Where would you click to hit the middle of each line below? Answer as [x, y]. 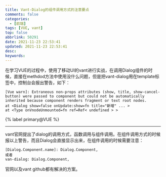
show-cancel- [147, 92]
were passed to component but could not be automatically [84, 96]
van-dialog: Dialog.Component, [37, 159]
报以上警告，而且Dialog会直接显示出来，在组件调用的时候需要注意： [74, 140]
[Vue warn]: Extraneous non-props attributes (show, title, [68, 92]
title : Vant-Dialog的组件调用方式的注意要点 [47, 10]
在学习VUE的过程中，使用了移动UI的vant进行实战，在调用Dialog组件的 [77, 70]
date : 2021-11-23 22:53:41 [33, 42]
